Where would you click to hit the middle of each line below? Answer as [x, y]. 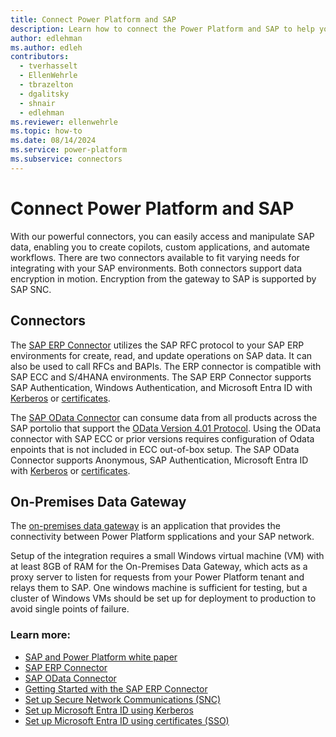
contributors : [40, 57]
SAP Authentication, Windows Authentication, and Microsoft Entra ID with [161, 387]
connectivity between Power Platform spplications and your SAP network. [162, 537]
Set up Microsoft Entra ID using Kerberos [109, 710]
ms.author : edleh [46, 47]
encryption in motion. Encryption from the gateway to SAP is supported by [163, 278]
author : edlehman [46, 38]
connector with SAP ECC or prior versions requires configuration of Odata [162, 438]
